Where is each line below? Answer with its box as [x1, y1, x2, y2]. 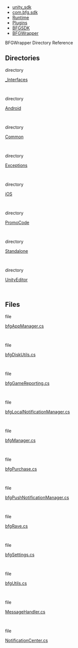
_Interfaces [5, 76, 28, 83]
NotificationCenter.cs [5, 637, 48, 643]
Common [5, 134, 24, 140]
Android [5, 105, 21, 111]
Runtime [12, 15, 29, 20]
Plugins [12, 20, 28, 26]
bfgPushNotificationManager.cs [5, 494, 70, 501]
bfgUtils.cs [5, 580, 27, 586]
